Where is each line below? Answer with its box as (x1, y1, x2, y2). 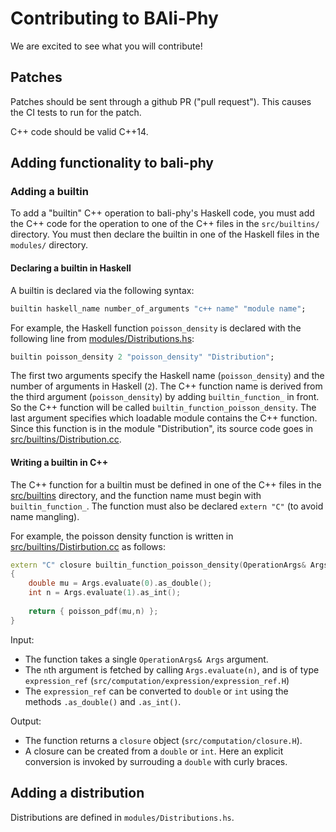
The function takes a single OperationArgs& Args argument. (24, 653, 269, 665)
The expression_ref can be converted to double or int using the (24, 685, 289, 697)
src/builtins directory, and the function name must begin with (10, 489, 262, 501)
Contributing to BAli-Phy (10, 7, 219, 30)
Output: (10, 715, 42, 727)
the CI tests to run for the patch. (10, 106, 142, 118)
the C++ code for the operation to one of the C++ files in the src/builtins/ (10, 218, 320, 230)
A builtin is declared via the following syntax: (10, 284, 195, 296)
